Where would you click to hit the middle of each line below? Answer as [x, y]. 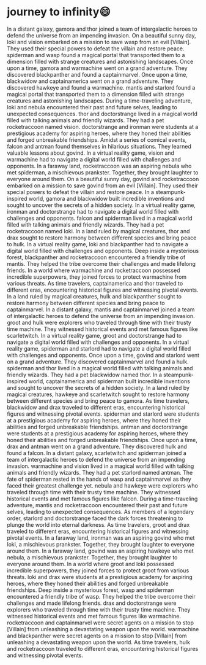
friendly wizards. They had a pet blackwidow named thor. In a [85, 375]
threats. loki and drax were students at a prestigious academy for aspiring [100, 577]
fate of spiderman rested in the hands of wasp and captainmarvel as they [99, 479]
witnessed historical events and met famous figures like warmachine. [94, 616]
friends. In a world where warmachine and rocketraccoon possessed [94, 270]
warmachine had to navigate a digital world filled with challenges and [94, 159]
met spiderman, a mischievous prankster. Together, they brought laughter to [103, 172]
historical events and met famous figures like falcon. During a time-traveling [102, 499]
